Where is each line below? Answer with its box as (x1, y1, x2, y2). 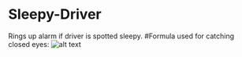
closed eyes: (8, 39, 50, 48)
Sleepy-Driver (8, 5, 102, 23)
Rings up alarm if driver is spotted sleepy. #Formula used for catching (8, 31, 235, 41)
